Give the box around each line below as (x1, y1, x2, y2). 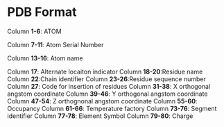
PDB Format (7, 4, 77, 20)
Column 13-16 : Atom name (7, 53, 83, 62)
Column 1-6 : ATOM (7, 27, 62, 35)
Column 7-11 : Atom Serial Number (7, 40, 104, 49)
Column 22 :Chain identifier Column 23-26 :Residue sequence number (7, 74, 206, 83)
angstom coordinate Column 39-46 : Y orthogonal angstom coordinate (7, 90, 208, 98)
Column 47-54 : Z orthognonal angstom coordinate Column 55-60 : (7, 96, 198, 105)
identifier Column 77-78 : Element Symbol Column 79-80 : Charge (7, 112, 193, 120)
